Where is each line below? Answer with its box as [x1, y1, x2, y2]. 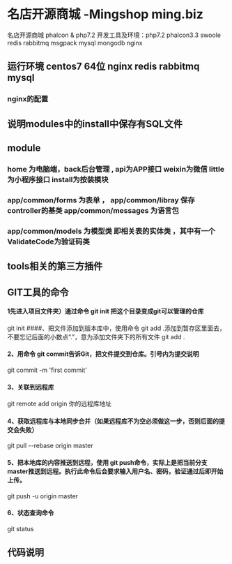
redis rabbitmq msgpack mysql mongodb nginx [7, 38, 143, 47]
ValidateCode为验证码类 [7, 237, 90, 246]
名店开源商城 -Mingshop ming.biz [7, 6, 203, 22]
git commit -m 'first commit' [7, 366, 87, 374]
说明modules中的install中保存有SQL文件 [7, 118, 183, 130]
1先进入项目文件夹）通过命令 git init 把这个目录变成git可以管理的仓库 [7, 307, 204, 316]
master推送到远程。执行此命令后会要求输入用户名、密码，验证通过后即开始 [7, 467, 224, 475]
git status [7, 524, 34, 533]
